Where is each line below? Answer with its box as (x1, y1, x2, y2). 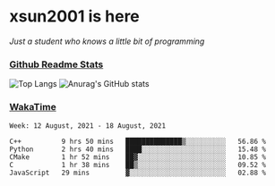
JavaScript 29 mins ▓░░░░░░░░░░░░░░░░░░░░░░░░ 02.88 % (9, 168, 267, 177)
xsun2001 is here (9, 6, 141, 27)
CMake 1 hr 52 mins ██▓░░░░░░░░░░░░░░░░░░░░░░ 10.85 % (9, 152, 267, 162)
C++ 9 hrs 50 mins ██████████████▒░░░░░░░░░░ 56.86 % (9, 137, 267, 146)
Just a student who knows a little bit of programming (9, 36, 205, 46)
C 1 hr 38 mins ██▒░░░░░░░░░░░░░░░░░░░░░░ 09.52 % (9, 160, 267, 169)
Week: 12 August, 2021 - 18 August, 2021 (9, 121, 167, 131)
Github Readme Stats (9, 58, 104, 71)
